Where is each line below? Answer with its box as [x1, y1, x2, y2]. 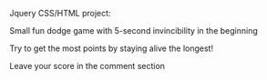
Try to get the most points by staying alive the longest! [9, 43, 214, 54]
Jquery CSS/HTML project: [9, 8, 111, 18]
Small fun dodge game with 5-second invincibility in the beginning [9, 25, 258, 35]
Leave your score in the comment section [9, 61, 166, 71]
